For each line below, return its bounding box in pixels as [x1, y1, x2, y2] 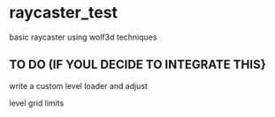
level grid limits [9, 98, 65, 108]
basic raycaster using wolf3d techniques [9, 32, 157, 42]
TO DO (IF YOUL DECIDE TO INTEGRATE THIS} [9, 57, 267, 72]
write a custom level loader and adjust [9, 80, 149, 91]
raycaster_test [9, 3, 118, 23]
